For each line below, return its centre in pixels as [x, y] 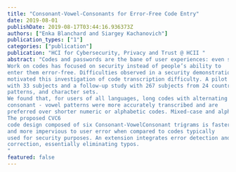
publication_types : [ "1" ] [45, 40]
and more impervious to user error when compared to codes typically [111, 131]
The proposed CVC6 [34, 118]
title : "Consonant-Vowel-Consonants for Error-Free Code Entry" [103, 14]
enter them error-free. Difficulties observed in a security [99, 72]
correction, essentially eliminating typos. [73, 145]
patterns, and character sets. [53, 92]
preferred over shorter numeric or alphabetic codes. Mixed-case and [111, 112]
